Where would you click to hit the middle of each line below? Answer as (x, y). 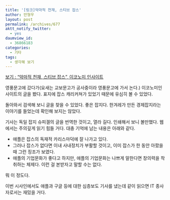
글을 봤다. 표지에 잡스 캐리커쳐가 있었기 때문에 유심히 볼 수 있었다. (88, 94)
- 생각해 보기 (22, 62)
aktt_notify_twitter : (28, 29)
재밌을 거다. (34, 192)
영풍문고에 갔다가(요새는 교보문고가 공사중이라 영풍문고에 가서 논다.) (73, 88)
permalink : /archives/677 (33, 24)
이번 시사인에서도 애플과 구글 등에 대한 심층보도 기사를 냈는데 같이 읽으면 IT (80, 186)
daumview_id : (19, 39)
